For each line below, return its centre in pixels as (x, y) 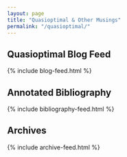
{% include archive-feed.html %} (54, 147)
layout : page (26, 13)
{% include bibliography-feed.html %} (61, 109)
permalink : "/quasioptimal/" (49, 26)
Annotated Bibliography (59, 93)
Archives (27, 130)
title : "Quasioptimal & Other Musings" (64, 20)
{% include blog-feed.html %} (49, 71)
